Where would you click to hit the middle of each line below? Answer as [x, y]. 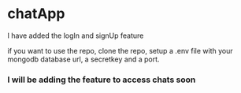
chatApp [36, 14]
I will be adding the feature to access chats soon [102, 80]
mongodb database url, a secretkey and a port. [83, 59]
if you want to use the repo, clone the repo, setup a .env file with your [120, 50]
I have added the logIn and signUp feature [76, 35]
